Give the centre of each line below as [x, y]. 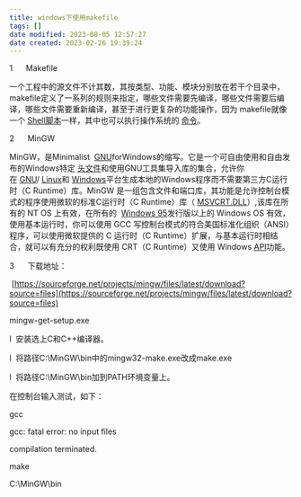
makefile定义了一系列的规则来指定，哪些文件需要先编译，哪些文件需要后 [143, 98]
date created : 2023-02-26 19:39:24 [76, 43]
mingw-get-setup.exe [49, 321]
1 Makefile [34, 68]
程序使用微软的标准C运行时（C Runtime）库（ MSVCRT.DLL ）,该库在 [153, 202]
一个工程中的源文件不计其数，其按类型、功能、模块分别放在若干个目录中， [147, 87]
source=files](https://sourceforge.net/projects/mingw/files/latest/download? [150, 294]
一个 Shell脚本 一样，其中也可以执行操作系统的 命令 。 [107, 120]
